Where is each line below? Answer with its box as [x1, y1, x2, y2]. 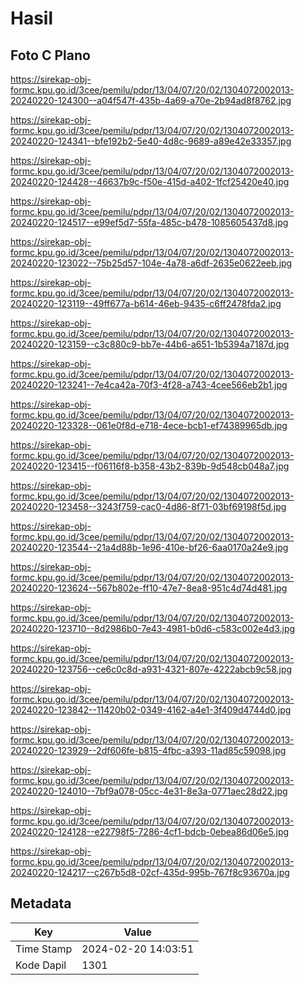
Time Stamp [15, 942, 73, 956]
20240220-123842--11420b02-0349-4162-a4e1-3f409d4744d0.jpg [10, 704, 292, 716]
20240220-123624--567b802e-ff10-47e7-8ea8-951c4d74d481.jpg [10, 582, 288, 594]
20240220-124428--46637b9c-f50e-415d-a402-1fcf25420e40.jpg [10, 176, 290, 187]
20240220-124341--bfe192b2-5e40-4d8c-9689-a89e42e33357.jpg [10, 135, 292, 147]
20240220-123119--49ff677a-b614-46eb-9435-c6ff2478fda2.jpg [10, 298, 282, 309]
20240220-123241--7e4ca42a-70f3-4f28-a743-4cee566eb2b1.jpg [10, 379, 288, 391]
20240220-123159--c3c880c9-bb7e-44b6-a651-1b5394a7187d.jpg [10, 338, 290, 350]
